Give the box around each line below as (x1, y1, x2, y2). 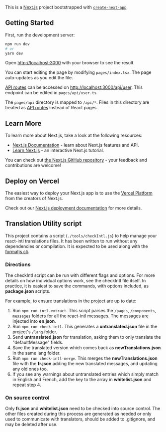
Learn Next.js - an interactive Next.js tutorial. (12, 147, 104, 154)
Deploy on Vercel (5, 177, 60, 185)
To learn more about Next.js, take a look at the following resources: (5, 132, 143, 139)
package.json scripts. (5, 288, 51, 294)
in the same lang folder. (12, 350, 61, 356)
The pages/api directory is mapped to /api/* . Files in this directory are (5, 99, 150, 105)
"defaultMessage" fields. (12, 339, 64, 346)
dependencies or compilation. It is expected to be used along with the (5, 243, 148, 249)
